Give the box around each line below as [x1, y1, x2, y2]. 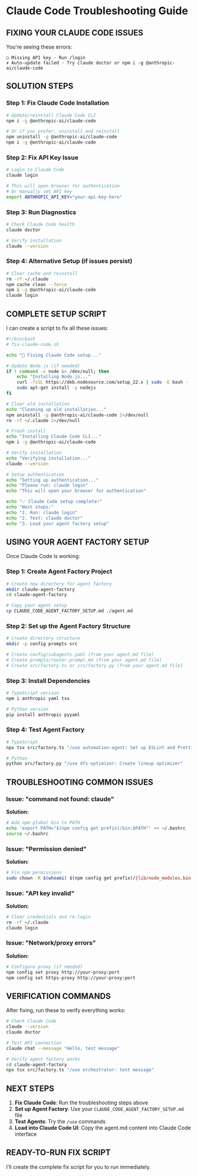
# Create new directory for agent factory [6, 581, 112, 587]
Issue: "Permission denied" [6, 844, 87, 853]
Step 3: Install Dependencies [6, 676, 90, 685]
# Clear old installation [6, 401, 70, 407]
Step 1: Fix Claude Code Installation [6, 99, 109, 107]
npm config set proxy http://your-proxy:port [6, 969, 120, 975]
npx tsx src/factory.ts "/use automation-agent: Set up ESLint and [6, 744, 176, 750]
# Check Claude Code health [6, 222, 75, 228]
